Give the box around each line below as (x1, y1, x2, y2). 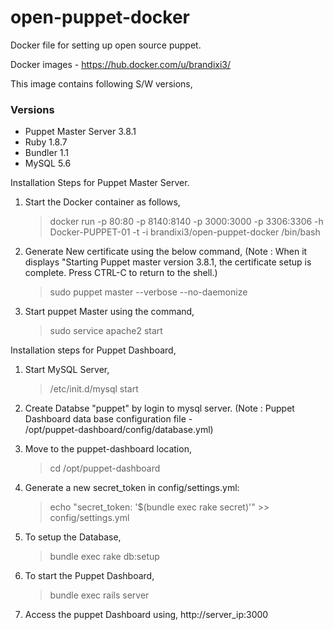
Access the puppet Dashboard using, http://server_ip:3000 (24, 609, 269, 621)
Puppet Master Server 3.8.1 (24, 126, 137, 138)
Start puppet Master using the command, (24, 306, 195, 318)
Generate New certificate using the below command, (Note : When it (24, 246, 308, 258)
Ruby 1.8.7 (24, 136, 68, 148)
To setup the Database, (24, 531, 122, 543)
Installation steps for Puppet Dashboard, (10, 344, 177, 356)
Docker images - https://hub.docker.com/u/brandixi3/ (10, 58, 232, 70)
